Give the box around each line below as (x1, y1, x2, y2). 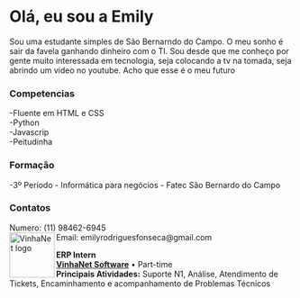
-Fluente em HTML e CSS (9, 108, 105, 119)
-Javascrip (9, 127, 50, 138)
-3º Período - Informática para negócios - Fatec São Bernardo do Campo (9, 179, 281, 190)
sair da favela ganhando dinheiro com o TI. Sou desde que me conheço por (9, 45, 290, 56)
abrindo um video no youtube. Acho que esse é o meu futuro (9, 65, 236, 76)
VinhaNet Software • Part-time (56, 258, 173, 269)
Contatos (9, 202, 51, 214)
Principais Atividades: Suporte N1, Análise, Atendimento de (56, 268, 279, 279)
